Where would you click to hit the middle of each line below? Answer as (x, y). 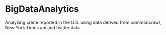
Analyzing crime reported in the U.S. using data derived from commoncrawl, (83, 22)
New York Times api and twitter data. (43, 27)
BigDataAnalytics (42, 9)
